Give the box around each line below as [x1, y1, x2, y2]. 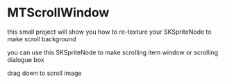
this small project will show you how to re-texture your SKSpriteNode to [7, 28, 212, 36]
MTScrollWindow [7, 5, 110, 21]
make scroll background [7, 34, 76, 43]
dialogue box [7, 55, 44, 63]
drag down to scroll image [7, 69, 82, 77]
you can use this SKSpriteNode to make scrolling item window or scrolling [7, 48, 219, 56]
